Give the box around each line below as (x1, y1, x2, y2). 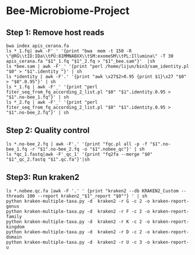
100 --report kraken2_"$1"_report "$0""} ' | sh (27, 193, 148, 199)
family (6, 213, 22, 219)
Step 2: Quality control (6, 125, 90, 135)
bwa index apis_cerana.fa (6, 43, 69, 49)
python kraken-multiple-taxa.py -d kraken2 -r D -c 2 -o (6, 229, 150, 235)
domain (6, 234, 22, 240)
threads (6, 193, 25, 199)
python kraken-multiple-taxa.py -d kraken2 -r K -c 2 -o (6, 219, 150, 225)
